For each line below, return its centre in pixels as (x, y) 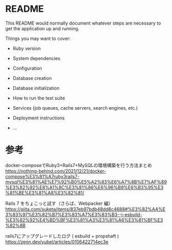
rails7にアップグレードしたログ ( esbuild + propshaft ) (62, 236)
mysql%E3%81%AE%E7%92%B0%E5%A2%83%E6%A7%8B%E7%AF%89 (86, 182)
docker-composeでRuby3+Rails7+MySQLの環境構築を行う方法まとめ (79, 165)
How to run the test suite (39, 98)
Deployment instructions (39, 118)
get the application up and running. (42, 28)
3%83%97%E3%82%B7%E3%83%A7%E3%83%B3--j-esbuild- (74, 214)
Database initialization (36, 88)
